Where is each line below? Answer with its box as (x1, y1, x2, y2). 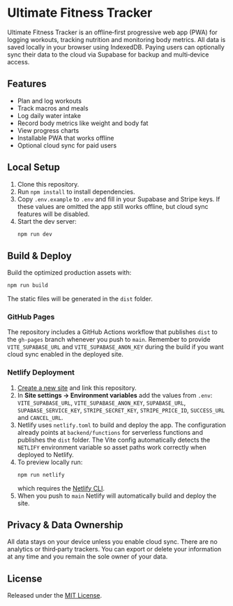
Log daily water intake (17, 111, 82, 120)
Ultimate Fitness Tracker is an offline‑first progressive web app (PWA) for (7, 28, 218, 36)
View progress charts (17, 126, 80, 134)
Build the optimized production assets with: (7, 268, 132, 277)
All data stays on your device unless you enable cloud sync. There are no (7, 538, 218, 546)
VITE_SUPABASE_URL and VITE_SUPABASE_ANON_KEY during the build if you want (7, 342, 225, 351)
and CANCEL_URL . (17, 413, 64, 421)
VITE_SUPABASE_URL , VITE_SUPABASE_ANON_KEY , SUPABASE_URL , (17, 398, 186, 407)
